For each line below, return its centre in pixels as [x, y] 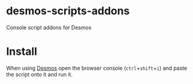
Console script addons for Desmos [49, 27]
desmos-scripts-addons [68, 11]
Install [22, 52]
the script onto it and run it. [39, 74]
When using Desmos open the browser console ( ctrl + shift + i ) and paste [97, 68]
